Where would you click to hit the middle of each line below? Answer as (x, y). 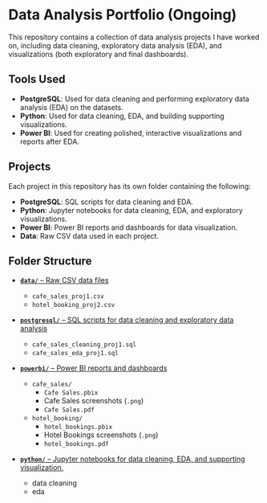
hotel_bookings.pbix (78, 427)
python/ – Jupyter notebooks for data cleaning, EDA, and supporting (133, 459)
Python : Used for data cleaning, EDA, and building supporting (122, 116)
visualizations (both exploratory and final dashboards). (98, 54)
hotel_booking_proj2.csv (73, 305)
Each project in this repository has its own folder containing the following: (129, 186)
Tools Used (37, 79)
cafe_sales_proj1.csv (68, 296)
